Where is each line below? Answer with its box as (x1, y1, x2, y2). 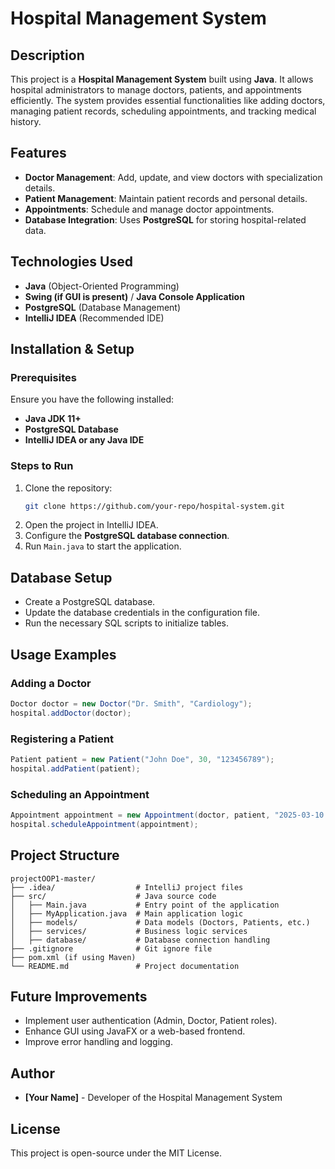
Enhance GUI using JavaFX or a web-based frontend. (24, 1025, 246, 1037)
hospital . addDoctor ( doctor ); (10, 708, 132, 718)
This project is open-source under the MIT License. (10, 1147, 223, 1159)
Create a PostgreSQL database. (24, 596, 156, 608)
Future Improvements (10, 988, 148, 1006)
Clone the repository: (24, 482, 113, 494)
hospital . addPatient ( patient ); (10, 763, 141, 774)
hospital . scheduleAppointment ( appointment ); (10, 819, 199, 829)
